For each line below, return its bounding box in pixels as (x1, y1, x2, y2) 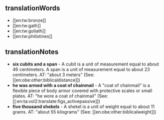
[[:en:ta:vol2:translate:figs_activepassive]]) (12, 98, 101, 104)
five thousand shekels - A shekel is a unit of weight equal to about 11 (12, 103, 155, 109)
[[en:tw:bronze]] (12, 17, 46, 23)
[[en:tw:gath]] (12, 22, 41, 28)
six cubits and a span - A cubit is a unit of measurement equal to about (12, 61, 160, 67)
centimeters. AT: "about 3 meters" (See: (12, 71, 95, 77)
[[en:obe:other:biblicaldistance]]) (12, 77, 81, 83)
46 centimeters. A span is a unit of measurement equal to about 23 (12, 66, 151, 72)
